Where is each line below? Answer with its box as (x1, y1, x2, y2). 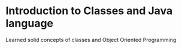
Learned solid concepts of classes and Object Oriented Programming (5, 36, 177, 43)
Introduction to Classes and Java (5, 4, 173, 18)
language (5, 17, 54, 30)
